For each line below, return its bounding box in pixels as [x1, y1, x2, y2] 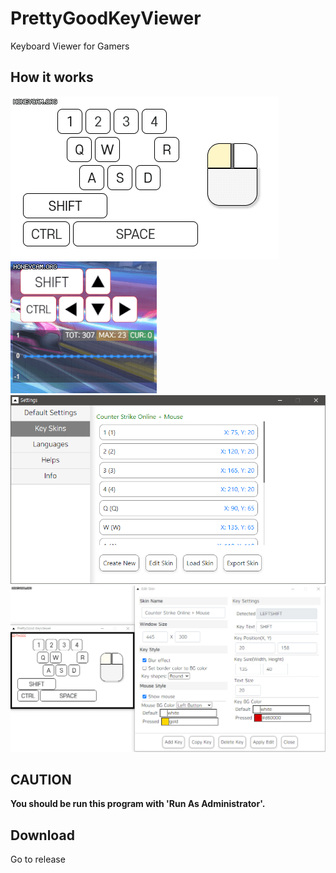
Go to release [10, 853, 66, 866]
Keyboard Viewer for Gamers [10, 40, 130, 52]
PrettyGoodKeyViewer [10, 7, 202, 30]
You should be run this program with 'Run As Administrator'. [10, 798, 266, 810]
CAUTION [10, 772, 72, 789]
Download [10, 827, 75, 844]
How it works [10, 69, 94, 86]
